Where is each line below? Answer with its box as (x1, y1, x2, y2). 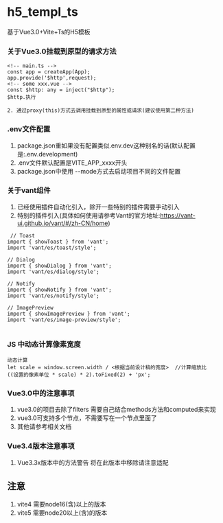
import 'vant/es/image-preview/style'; (7, 316, 121, 323)
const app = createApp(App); (7, 69, 91, 75)
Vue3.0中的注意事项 (7, 388, 75, 398)
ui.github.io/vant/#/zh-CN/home (16, 219, 108, 227)
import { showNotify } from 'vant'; (7, 286, 112, 293)
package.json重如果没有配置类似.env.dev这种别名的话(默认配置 (16, 141, 196, 150)
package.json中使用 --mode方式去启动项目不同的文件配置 (16, 167, 181, 175)
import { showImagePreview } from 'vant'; (7, 310, 130, 317)
